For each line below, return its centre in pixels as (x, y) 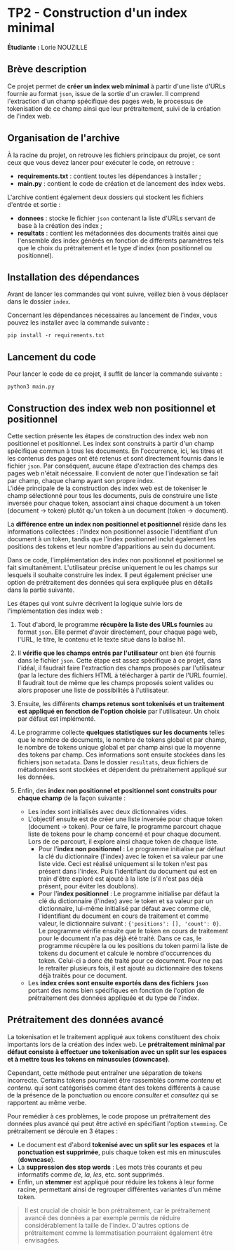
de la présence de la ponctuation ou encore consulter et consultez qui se (113, 1095)
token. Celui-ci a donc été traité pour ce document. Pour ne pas (130, 961)
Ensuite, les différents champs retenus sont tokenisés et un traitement (121, 704)
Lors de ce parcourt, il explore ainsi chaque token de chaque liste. (123, 841)
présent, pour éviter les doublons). (88, 886)
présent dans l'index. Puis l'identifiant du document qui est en (128, 871)
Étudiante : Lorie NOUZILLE (47, 47)
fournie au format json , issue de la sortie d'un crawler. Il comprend (103, 93)
